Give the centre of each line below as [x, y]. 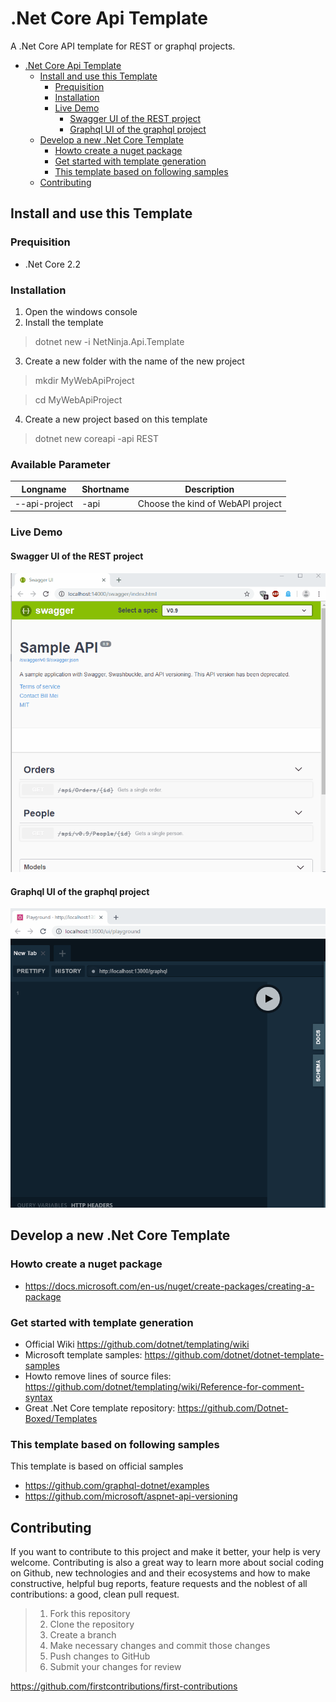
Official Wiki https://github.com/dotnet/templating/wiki [137, 1344]
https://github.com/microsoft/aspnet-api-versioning [131, 1496]
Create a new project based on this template [116, 419]
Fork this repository [90, 1614]
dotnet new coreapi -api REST [96, 438]
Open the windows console [81, 311]
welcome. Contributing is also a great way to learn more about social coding [167, 1563]
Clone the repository [92, 1624]
